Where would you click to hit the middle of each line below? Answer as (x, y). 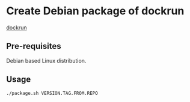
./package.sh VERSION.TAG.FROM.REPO (52, 93)
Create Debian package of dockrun (95, 11)
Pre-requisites (34, 46)
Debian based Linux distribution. (46, 60)
